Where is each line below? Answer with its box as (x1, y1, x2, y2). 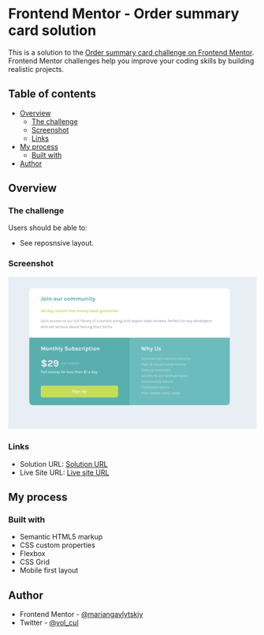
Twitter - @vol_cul (19, 618, 79, 628)
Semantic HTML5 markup (19, 532, 103, 542)
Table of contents (8, 88, 96, 101)
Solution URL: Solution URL (19, 459, 108, 468)
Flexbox (19, 549, 46, 558)
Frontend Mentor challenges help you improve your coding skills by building (8, 56, 255, 66)
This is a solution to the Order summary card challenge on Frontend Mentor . (8, 47, 255, 57)
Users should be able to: (8, 223, 88, 233)
